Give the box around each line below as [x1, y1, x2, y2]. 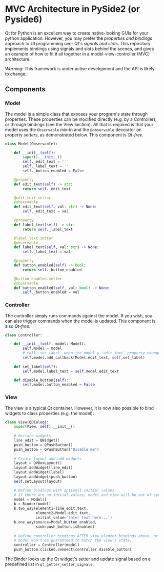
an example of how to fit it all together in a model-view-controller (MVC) [5, 51, 150, 57]
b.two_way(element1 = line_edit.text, [14, 506, 89, 511]
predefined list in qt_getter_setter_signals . [5, 561, 94, 567]
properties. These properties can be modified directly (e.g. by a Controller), [5, 116, 157, 122]
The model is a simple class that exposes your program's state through [5, 111, 148, 117]
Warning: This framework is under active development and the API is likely [5, 65, 155, 72]
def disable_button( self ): [14, 378, 69, 383]
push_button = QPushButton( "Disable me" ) [14, 447, 99, 452]
